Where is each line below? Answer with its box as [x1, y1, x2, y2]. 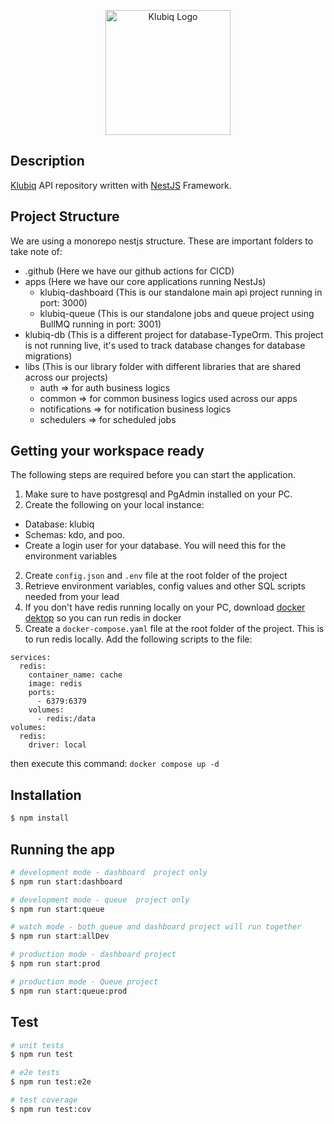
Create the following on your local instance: [24, 499, 205, 511]
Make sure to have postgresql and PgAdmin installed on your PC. [24, 488, 293, 500]
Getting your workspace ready [10, 443, 205, 460]
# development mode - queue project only [10, 895, 190, 905]
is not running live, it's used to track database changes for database [24, 339, 306, 351]
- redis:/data [36, 714, 97, 724]
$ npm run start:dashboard [10, 876, 123, 887]
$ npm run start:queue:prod [10, 986, 128, 996]
